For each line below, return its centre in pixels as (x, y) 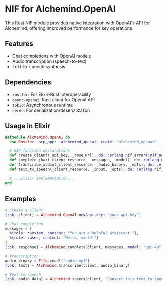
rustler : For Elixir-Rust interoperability (52, 94)
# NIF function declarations (40, 151)
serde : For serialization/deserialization (51, 110)
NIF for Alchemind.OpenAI (60, 9)
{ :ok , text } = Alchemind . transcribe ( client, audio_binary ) (68, 265)
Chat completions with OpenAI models (52, 56)
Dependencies (28, 82)
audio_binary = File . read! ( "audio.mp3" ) (48, 261)
